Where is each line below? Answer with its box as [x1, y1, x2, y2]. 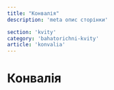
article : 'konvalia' [7, 42, 66, 48]
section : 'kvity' [7, 29, 57, 35]
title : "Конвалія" [7, 10, 59, 17]
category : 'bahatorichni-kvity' [7, 35, 99, 42]
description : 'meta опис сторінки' [7, 16, 109, 23]
